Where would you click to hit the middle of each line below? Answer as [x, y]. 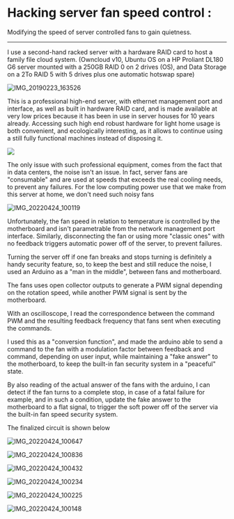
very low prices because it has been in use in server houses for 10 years [111, 115]
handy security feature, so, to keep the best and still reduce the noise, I [109, 264]
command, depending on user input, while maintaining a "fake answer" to [112, 356]
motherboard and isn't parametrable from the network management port [111, 228]
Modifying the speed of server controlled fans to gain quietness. [100, 32]
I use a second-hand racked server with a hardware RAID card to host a [110, 52]
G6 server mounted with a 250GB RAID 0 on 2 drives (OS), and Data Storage [117, 67]
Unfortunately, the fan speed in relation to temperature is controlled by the [114, 221]
